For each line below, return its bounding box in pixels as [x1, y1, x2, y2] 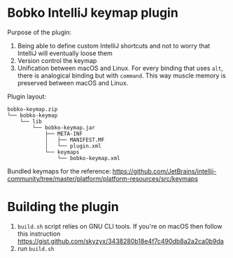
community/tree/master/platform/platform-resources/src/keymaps [7, 174, 198, 182]
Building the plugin [7, 199, 119, 215]
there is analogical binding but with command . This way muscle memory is [17, 71, 226, 80]
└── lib [20, 117, 42, 125]
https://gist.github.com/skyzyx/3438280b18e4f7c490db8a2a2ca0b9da [17, 236, 224, 245]
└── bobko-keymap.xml [57, 155, 120, 162]
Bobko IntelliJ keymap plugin [7, 5, 178, 21]
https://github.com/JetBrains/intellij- [112, 166, 217, 175]
